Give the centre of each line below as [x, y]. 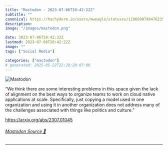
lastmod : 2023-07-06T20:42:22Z [38, 42]
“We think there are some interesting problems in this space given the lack [82, 89]
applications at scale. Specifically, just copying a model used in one [75, 99]
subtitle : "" [19, 14]
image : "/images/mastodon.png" [38, 28]
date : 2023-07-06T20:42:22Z [34, 37]
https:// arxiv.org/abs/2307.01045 [39, 120]
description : [19, 24]
